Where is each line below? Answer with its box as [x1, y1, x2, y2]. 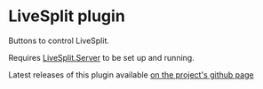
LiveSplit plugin [8, 6, 125, 26]
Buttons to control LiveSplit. [8, 35, 110, 46]
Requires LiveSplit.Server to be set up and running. [8, 52, 195, 63]
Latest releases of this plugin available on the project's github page [8, 69, 254, 80]
